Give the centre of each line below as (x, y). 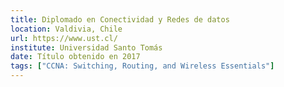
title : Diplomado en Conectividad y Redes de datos (120, 19)
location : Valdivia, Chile (66, 29)
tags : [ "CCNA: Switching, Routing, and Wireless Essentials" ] (142, 66)
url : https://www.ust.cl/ (64, 38)
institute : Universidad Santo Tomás (86, 47)
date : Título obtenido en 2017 (75, 57)
